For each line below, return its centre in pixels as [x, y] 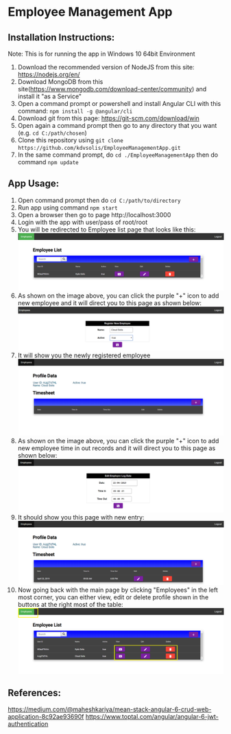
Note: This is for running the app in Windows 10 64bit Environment [101, 54]
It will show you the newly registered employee [84, 355]
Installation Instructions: [61, 37]
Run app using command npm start [68, 208]
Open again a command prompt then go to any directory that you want [117, 125]
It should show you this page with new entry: [81, 517]
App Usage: [34, 184]
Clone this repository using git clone [71, 140]
